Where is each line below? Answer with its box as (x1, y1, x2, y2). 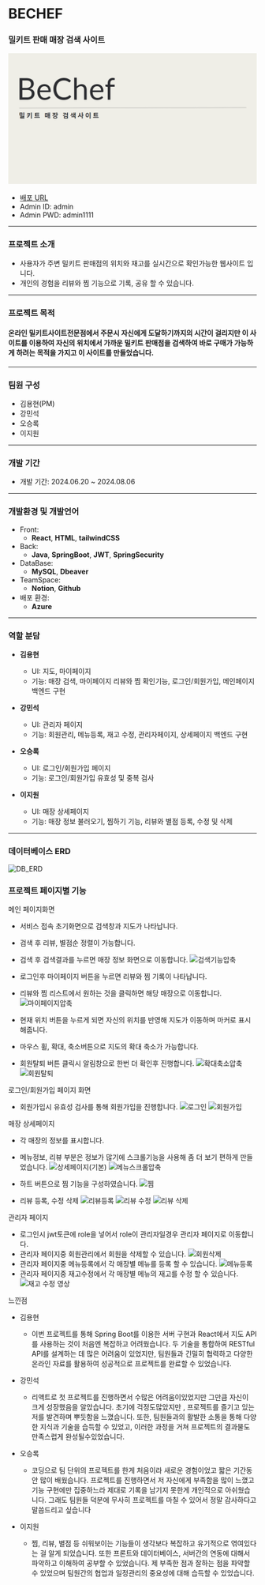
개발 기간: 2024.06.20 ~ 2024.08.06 (19, 477, 136, 487)
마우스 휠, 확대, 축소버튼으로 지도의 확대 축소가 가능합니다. (19, 1042, 199, 1052)
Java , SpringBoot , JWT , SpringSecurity (31, 550, 164, 559)
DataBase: (19, 558, 54, 567)
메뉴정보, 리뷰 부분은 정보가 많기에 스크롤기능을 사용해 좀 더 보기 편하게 (19, 1153, 239, 1162)
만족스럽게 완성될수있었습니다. (31, 1432, 125, 1442)
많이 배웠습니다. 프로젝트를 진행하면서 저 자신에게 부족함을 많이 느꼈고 (39, 1475, 255, 1485)
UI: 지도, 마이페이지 (31, 666, 91, 676)
